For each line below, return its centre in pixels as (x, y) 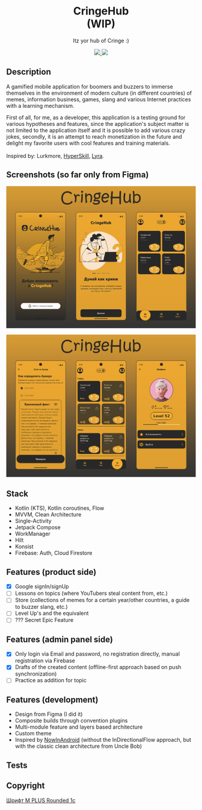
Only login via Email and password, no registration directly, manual (97, 654)
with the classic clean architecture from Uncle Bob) (78, 746)
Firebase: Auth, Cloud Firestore (54, 553)
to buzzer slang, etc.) (41, 607)
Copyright (26, 786)
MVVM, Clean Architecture (48, 515)
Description (29, 72)
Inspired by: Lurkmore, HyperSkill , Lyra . (55, 155)
